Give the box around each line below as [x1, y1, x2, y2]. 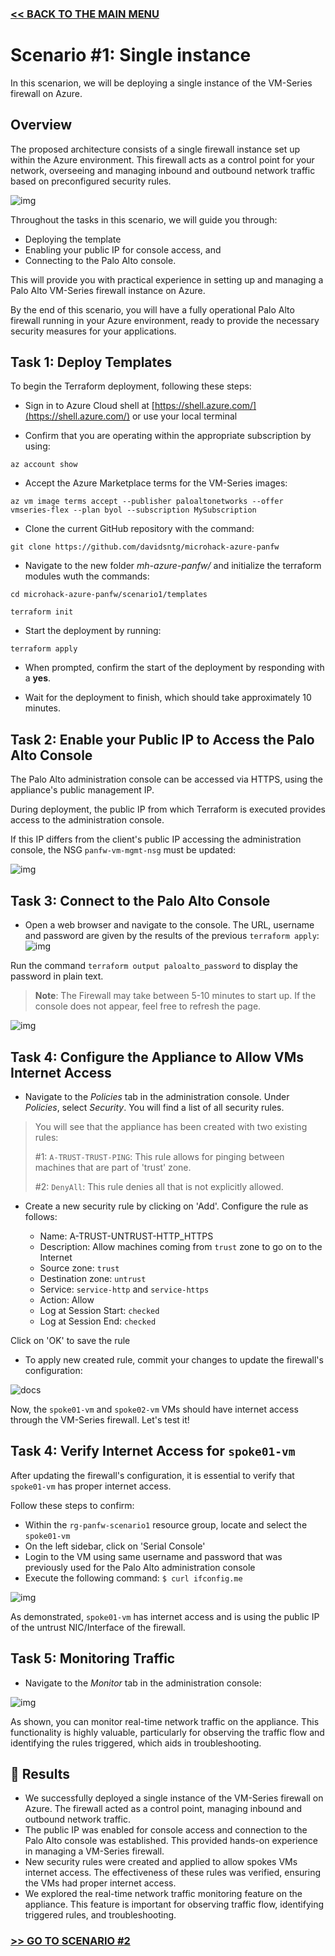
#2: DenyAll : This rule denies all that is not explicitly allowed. [34, 1180, 284, 1192]
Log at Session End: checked [39, 1315, 157, 1327]
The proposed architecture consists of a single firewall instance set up [10, 143, 301, 155]
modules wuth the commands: [24, 570, 150, 582]
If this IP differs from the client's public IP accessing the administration [10, 833, 302, 846]
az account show [10, 460, 78, 470]
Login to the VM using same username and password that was [24, 1550, 283, 1562]
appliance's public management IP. [10, 784, 155, 796]
